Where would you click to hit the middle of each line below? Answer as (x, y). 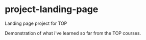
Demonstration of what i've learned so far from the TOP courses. (73, 33)
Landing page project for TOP (36, 23)
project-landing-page (52, 9)
